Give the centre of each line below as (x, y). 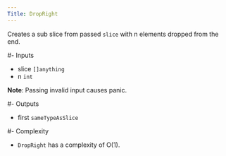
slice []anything (41, 68)
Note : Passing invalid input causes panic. (67, 90)
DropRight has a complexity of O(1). (69, 145)
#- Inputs (20, 55)
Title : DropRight (33, 14)
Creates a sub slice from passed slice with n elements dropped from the (113, 34)
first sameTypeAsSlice (48, 117)
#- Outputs (23, 104)
